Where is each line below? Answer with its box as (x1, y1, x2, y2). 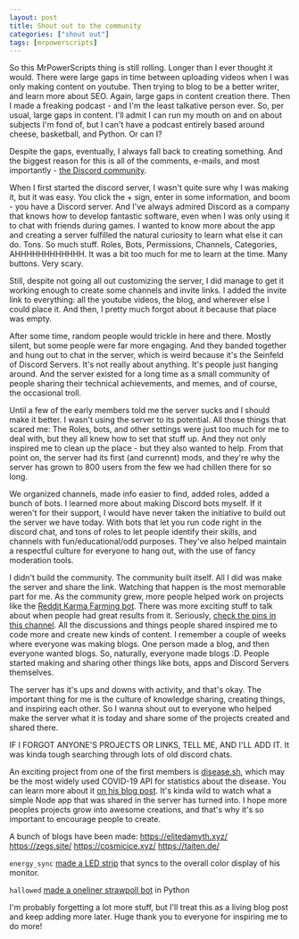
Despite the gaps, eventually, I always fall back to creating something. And (9, 146, 283, 157)
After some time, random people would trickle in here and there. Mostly (9, 331, 272, 342)
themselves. (9, 667, 54, 678)
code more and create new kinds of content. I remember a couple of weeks (9, 629, 287, 640)
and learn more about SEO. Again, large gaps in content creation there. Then (9, 91, 291, 102)
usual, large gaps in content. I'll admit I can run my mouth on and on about (9, 110, 283, 120)
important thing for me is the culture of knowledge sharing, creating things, (9, 694, 286, 705)
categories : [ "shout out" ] (9, 29, 110, 38)
